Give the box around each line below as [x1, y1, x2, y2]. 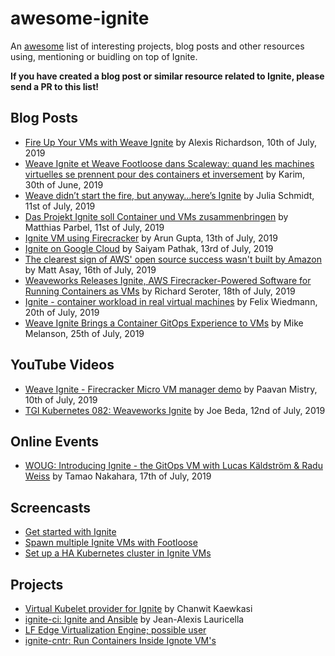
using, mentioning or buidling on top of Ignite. [10, 50, 198, 62]
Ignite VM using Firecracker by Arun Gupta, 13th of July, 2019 [24, 232, 278, 244]
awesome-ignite [10, 7, 150, 30]
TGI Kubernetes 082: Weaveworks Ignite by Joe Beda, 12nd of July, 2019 [24, 404, 326, 416]
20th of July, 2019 [24, 306, 100, 318]
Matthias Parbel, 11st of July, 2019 [24, 221, 165, 233]
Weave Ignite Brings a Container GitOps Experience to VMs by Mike [24, 317, 304, 329]
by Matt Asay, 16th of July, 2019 [24, 263, 157, 276]
